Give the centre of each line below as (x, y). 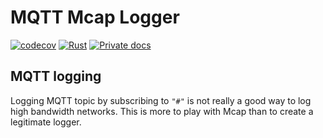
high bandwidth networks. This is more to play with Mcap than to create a (162, 111)
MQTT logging (56, 76)
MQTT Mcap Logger (95, 17)
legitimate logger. (46, 122)
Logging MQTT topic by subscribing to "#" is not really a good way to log (161, 100)
